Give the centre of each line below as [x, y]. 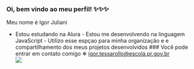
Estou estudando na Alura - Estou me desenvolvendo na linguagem [100, 34]
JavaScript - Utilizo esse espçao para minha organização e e [92, 41]
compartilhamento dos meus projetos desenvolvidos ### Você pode [102, 47]
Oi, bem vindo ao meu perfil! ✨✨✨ [58, 9]
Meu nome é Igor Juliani [37, 23]
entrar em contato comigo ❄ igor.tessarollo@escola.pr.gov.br [92, 54]
